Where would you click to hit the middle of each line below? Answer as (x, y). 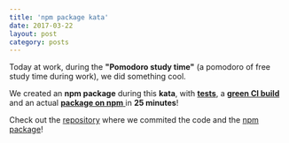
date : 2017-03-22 (41, 26)
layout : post (33, 34)
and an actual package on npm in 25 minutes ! (94, 103)
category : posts (39, 42)
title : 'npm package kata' (59, 17)
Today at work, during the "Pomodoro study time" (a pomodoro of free (140, 67)
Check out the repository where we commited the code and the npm (134, 120)
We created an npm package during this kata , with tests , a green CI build (144, 94)
